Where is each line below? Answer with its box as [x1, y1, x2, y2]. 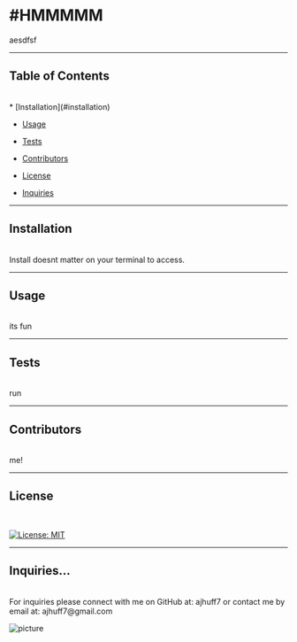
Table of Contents [9, 68, 110, 84]
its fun [9, 321, 33, 332]
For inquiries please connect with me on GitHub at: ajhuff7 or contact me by [9, 596, 286, 607]
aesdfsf [9, 35, 37, 45]
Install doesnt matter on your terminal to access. [9, 254, 186, 265]
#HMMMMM [9, 5, 103, 26]
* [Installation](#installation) [9, 101, 110, 112]
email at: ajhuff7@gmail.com [9, 606, 113, 616]
